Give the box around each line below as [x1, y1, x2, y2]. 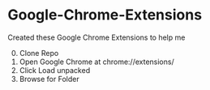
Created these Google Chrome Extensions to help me [7, 32, 186, 42]
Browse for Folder [19, 74, 79, 84]
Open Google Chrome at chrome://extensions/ [19, 57, 175, 66]
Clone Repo [19, 48, 59, 58]
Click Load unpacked [19, 65, 91, 75]
